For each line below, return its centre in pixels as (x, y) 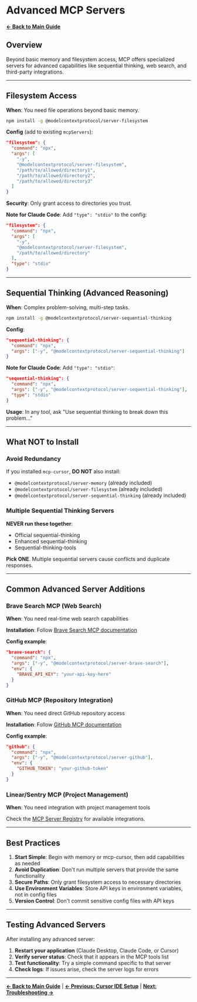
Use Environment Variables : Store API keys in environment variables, (98, 888)
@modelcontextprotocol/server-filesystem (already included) (89, 489)
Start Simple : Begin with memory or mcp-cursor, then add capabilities (99, 857)
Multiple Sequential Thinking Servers (60, 511)
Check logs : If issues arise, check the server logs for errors (86, 969)
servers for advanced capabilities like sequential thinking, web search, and (96, 65)
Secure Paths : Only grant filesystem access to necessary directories (98, 882)
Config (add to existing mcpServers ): (50, 132)
